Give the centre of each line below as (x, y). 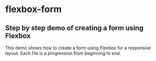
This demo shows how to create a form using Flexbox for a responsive (78, 48)
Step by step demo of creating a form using (74, 28)
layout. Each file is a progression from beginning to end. (63, 53)
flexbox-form (33, 9)
